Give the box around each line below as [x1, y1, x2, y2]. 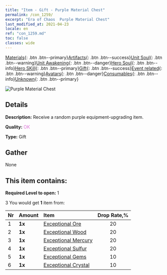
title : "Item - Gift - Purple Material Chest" [5, 7, 105, 13]
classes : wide [5, 41, 35, 46]
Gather [5, 148, 28, 157]
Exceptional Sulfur [43, 245, 87, 252]
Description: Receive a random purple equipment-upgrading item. [5, 114, 144, 120]
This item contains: [5, 176, 67, 185]
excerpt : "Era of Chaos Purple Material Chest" [5, 17, 110, 22]
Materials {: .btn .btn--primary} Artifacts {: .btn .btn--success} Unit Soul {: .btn [5, 54, 163, 60]
